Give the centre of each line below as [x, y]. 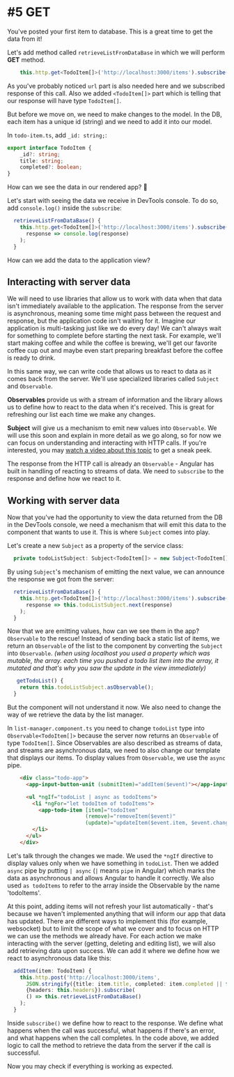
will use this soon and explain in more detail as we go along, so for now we [114, 436]
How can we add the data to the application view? [79, 260]
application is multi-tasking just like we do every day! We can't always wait [114, 328]
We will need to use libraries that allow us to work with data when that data [115, 299]
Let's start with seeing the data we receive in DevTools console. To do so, [113, 201]
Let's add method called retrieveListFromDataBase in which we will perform [116, 52]
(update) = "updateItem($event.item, [136, 823]
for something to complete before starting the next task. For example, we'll [114, 336]
